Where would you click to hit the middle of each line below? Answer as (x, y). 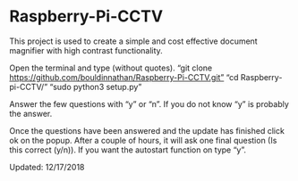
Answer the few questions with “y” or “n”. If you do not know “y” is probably (149, 103)
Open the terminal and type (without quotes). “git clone (111, 68)
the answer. (31, 113)
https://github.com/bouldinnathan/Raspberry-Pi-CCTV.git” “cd (124, 77)
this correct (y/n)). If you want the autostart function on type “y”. (128, 150)
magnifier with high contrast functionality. (86, 50)
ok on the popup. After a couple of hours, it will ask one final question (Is (143, 140)
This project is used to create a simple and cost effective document (133, 41)
